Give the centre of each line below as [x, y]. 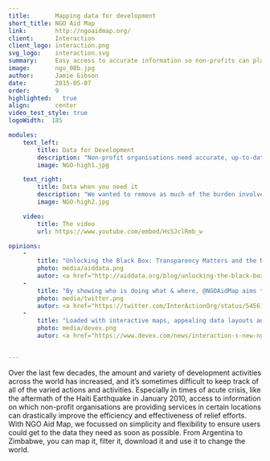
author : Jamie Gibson [53, 76]
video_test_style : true [48, 113]
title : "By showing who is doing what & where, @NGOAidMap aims [147, 290]
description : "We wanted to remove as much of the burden [136, 195]
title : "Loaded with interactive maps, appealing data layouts [145, 321]
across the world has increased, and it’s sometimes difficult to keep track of [134, 381]
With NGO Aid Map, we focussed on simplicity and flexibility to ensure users [135, 424]
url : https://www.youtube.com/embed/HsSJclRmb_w [120, 231]
